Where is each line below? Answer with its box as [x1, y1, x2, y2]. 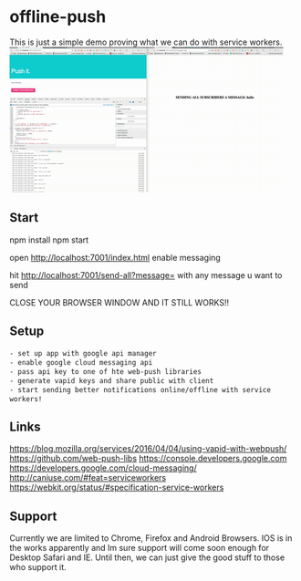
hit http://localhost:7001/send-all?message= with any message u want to [9, 269, 283, 280]
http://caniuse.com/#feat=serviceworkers [9, 472, 167, 483]
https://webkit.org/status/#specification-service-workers [9, 482, 224, 493]
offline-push [9, 6, 107, 27]
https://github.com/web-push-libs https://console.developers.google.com [9, 453, 287, 464]
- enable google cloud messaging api [9, 358, 153, 367]
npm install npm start [9, 234, 89, 245]
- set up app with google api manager [9, 348, 157, 358]
